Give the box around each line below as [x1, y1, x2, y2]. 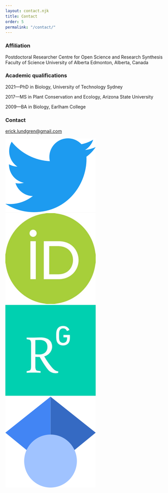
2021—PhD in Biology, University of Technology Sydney [5, 84, 123, 90]
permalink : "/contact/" [5, 25, 56, 30]
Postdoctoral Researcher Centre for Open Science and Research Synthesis [5, 54, 163, 60]
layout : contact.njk [5, 8, 50, 13]
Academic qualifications [5, 72, 67, 79]
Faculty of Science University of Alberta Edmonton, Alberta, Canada [5, 59, 149, 65]
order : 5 [5, 19, 24, 24]
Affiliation [5, 42, 31, 49]
